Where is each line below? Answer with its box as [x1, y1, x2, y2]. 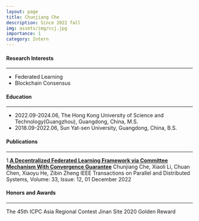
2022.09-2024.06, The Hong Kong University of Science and [14, 112, 164, 119]
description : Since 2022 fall [6, 20, 81, 25]
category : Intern [6, 36, 49, 42]
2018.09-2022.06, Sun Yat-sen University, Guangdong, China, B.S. [14, 124, 178, 132]
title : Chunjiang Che [6, 14, 60, 20]
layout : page [6, 8, 38, 15]
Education [6, 93, 32, 100]
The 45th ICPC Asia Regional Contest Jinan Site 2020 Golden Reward [6, 208, 176, 215]
